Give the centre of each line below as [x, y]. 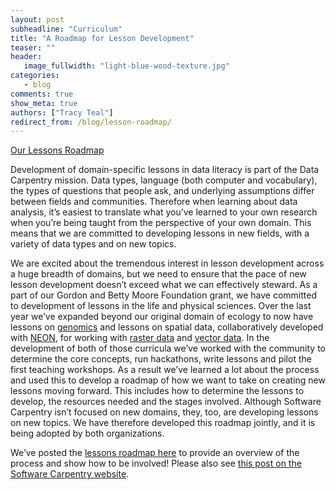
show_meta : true [44, 103]
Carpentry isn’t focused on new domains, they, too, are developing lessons [164, 412]
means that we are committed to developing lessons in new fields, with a [160, 233]
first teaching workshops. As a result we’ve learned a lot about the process [165, 370]
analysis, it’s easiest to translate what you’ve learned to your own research [164, 212]
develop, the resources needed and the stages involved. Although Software [166, 402]
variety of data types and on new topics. [93, 244]
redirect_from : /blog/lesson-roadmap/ [91, 122]
